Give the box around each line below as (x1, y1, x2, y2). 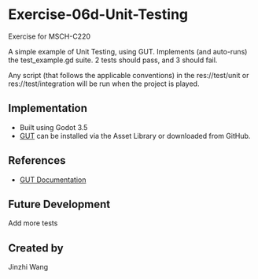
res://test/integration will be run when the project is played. (8, 79, 200, 88)
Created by (8, 241, 64, 255)
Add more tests (8, 218, 58, 228)
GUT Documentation (19, 175, 87, 184)
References (8, 154, 66, 167)
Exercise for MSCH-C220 (8, 32, 91, 41)
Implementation (8, 102, 88, 115)
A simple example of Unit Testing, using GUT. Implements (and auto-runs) (8, 46, 248, 56)
